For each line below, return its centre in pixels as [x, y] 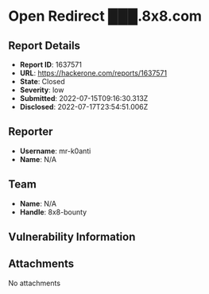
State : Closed [42, 81]
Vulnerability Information [72, 237]
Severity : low [42, 90]
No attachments [35, 283]
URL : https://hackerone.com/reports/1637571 [93, 73]
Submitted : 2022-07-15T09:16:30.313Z [84, 98]
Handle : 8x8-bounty [53, 212]
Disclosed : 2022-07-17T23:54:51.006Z [84, 107]
